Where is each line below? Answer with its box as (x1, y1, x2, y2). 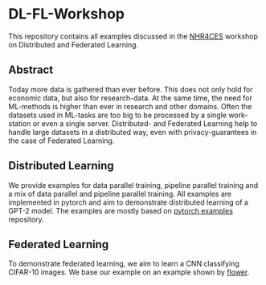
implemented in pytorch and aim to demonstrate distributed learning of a (8, 197, 249, 207)
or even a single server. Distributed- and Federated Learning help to (32, 118, 258, 128)
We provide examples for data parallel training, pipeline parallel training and (8, 180, 259, 189)
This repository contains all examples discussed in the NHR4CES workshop (8, 31, 259, 41)
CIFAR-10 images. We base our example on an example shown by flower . (8, 267, 250, 277)
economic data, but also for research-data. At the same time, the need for (8, 93, 253, 103)
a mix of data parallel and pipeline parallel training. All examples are (8, 189, 231, 198)
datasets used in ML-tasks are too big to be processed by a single (8, 110, 227, 120)
